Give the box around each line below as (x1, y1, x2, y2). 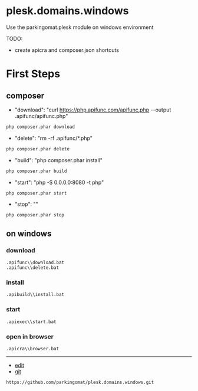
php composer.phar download (6, 124, 75, 130)
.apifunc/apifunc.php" (14, 112, 68, 119)
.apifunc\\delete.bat (6, 265, 60, 271)
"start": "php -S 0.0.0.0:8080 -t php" (14, 179, 104, 186)
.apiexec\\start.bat (6, 318, 57, 325)
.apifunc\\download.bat (6, 259, 65, 265)
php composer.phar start (6, 190, 67, 196)
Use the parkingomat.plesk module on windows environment (6, 24, 154, 31)
